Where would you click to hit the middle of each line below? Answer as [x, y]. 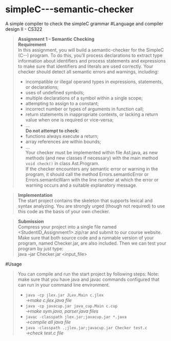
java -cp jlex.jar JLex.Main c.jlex [65, 295]
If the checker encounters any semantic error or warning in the [92, 169]
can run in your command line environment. [64, 285]
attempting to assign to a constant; [62, 103]
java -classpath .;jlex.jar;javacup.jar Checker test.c [86, 328]
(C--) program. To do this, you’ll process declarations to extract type [90, 55]
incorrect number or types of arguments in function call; [85, 109]
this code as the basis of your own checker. [64, 211]
